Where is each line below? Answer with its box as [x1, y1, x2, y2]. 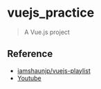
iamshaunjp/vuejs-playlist [17, 66, 91, 74]
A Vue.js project [24, 28, 71, 36]
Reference [7, 48, 53, 60]
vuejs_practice [7, 5, 95, 21]
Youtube [17, 74, 42, 82]
